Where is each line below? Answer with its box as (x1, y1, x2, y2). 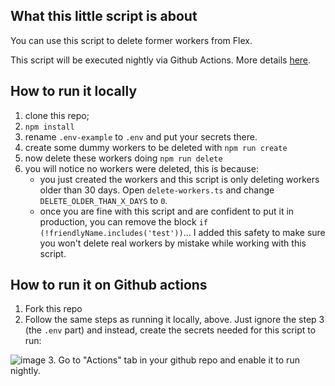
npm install (24, 122, 75, 132)
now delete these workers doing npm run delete (24, 152, 223, 164)
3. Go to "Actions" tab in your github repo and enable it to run (48, 354, 300, 366)
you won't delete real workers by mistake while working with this (39, 237, 307, 249)
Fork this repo (24, 303, 83, 315)
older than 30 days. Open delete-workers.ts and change (39, 184, 275, 196)
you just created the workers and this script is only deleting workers (39, 173, 320, 185)
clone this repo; (24, 109, 90, 121)
